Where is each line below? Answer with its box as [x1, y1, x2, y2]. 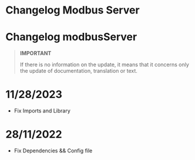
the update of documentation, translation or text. [19, 67, 137, 74]
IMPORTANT [19, 50, 52, 57]
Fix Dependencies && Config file [14, 147, 93, 154]
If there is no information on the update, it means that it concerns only [19, 61, 189, 68]
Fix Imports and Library [14, 107, 71, 114]
